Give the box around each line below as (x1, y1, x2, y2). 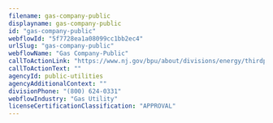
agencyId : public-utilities (8, 72, 104, 80)
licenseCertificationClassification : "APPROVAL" (8, 102, 176, 110)
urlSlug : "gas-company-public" (8, 42, 115, 50)
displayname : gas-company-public (8, 19, 122, 28)
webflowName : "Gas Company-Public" (8, 49, 129, 57)
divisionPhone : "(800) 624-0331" (8, 87, 122, 95)
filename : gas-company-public (8, 11, 111, 20)
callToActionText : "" (8, 65, 82, 73)
